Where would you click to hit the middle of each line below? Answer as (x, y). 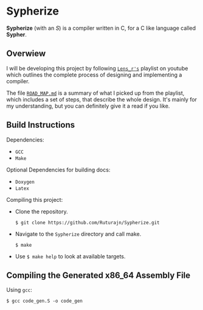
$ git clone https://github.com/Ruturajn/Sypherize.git (87, 222)
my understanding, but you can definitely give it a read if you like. (88, 106)
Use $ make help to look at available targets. (70, 256)
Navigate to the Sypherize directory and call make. (78, 234)
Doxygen (25, 182)
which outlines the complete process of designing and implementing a (94, 75)
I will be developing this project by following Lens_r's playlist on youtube (97, 68)
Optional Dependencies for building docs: (58, 170)
